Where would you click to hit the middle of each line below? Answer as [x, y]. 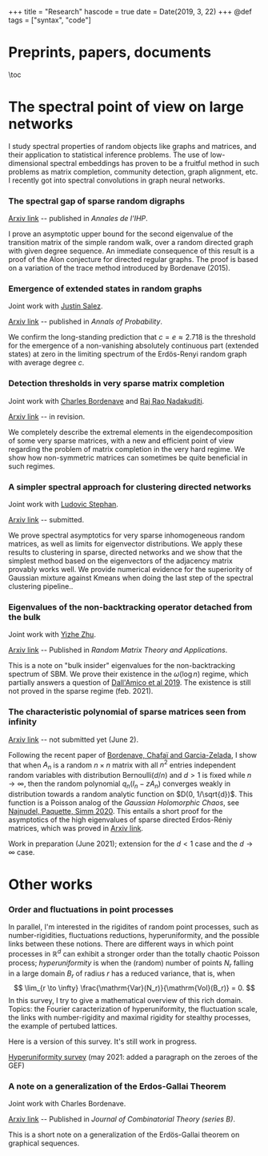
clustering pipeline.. [41, 586]
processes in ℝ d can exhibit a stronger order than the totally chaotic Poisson [134, 953]
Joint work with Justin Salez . [56, 306]
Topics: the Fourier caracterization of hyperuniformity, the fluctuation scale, [133, 1009]
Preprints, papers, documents [110, 52]
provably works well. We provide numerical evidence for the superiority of [130, 570]
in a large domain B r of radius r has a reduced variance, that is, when [122, 974]
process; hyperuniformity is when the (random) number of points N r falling [131, 964]
